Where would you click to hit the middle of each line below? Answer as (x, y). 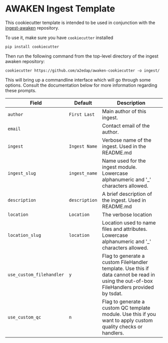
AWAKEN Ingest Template (60, 9)
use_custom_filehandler (36, 274)
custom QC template (126, 307)
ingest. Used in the (124, 146)
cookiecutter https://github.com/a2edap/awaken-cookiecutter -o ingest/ (82, 71)
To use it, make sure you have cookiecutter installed (59, 38)
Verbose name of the (127, 140)
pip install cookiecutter (32, 47)
